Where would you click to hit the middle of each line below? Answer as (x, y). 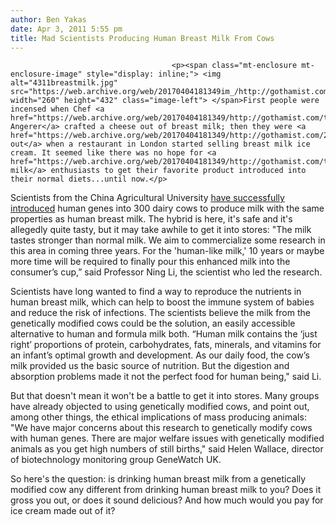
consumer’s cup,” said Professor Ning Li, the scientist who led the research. (166, 272)
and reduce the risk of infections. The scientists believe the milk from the (160, 313)
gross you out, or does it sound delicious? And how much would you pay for (167, 500)
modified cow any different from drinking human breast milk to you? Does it (166, 490)
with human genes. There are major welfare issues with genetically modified (167, 438)
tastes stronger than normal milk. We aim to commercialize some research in (168, 240)
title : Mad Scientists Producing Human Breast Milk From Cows (142, 38)
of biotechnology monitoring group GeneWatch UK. (116, 460)
